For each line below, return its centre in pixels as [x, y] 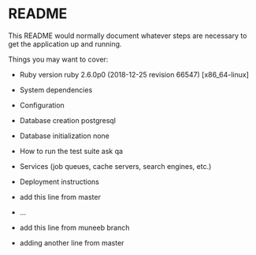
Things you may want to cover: [58, 59]
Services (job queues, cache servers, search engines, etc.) [115, 166]
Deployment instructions [59, 182]
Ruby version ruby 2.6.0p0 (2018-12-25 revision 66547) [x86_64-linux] [134, 74]
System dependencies [56, 90]
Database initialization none [65, 136]
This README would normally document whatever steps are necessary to [128, 36]
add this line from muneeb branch [74, 227]
